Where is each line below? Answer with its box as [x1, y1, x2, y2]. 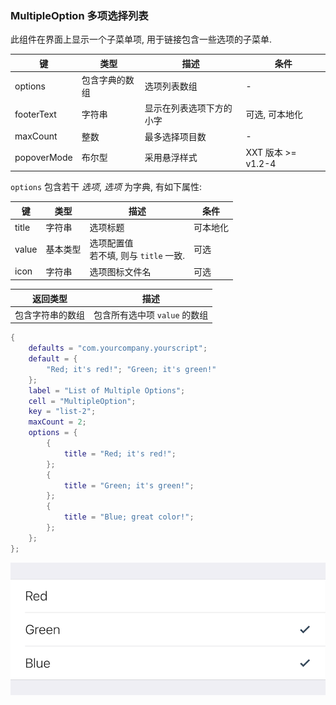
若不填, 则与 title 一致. [89, 250, 186, 262]
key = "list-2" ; [28, 407, 97, 417]
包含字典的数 [81, 74, 135, 86]
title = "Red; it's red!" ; [63, 448, 177, 459]
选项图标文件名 [89, 265, 152, 277]
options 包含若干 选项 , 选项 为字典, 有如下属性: [10, 181, 202, 193]
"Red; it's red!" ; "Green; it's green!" [46, 364, 217, 374]
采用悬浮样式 [144, 152, 198, 164]
